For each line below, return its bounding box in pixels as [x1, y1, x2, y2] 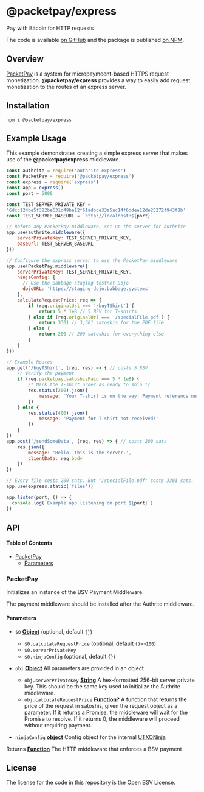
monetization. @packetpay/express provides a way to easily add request [6, 76, 191, 83]
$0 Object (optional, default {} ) [15, 628, 93, 635]
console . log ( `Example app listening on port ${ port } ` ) [12, 500, 154, 506]
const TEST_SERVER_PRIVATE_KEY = [6, 201, 91, 208]
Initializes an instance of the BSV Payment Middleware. [6, 589, 144, 596]
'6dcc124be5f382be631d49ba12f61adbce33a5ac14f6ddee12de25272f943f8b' [6, 207, 186, 213]
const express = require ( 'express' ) [6, 179, 99, 185]
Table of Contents [6, 539, 53, 546]
